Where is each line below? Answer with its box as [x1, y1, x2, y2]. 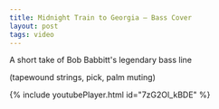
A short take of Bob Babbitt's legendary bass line [9, 55, 193, 66]
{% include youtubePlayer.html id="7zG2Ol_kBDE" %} [9, 89, 211, 100]
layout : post [9, 22, 59, 31]
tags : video [9, 30, 54, 39]
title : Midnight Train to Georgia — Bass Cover [9, 13, 193, 23]
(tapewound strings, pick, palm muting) [9, 72, 156, 83]
